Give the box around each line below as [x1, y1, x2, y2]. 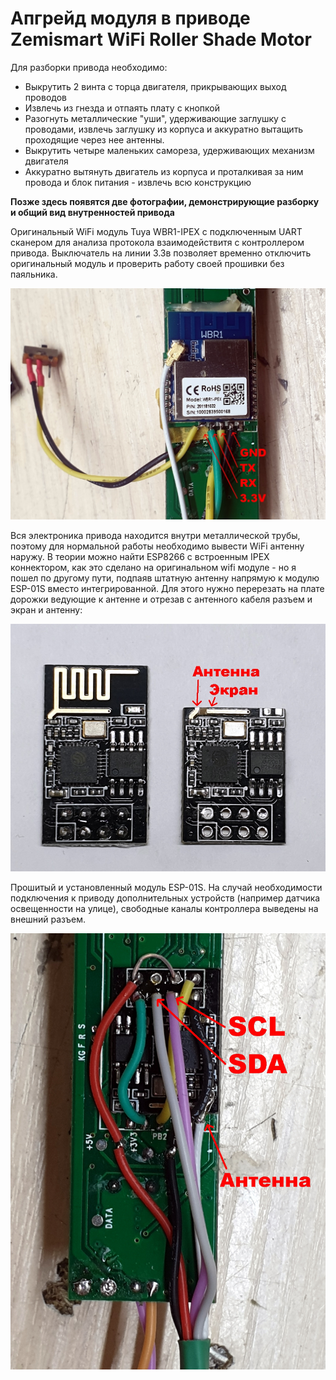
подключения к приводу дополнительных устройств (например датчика [10, 892, 321, 904]
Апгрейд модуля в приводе [10, 7, 251, 30]
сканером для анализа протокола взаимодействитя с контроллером [10, 236, 305, 248]
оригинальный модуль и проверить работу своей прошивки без [10, 257, 285, 269]
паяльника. [10, 268, 58, 280]
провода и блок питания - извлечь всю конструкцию [24, 176, 252, 188]
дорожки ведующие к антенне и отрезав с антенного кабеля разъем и [10, 593, 313, 605]
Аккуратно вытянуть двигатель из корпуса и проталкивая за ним [24, 165, 304, 177]
